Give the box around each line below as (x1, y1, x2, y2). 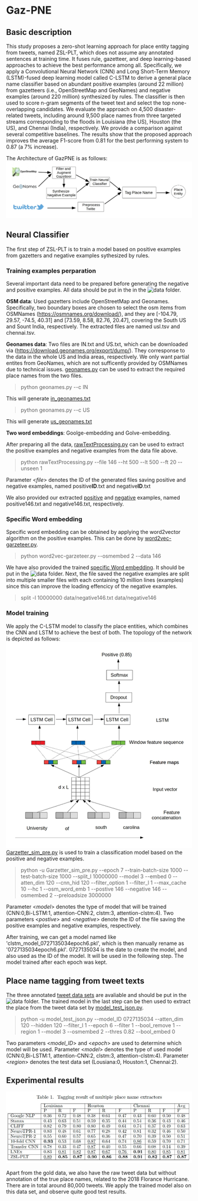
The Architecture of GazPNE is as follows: (6, 155, 108, 161)
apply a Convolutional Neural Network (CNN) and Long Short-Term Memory (6, 68, 190, 75)
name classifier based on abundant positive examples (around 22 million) (6, 80, 184, 88)
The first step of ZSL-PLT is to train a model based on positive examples (6, 245, 181, 252)
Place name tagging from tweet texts (6, 976, 144, 986)
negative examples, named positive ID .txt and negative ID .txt (6, 483, 151, 490)
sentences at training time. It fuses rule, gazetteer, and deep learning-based (6, 56, 191, 62)
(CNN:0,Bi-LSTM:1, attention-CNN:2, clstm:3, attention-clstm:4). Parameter (6, 1052, 189, 1059)
